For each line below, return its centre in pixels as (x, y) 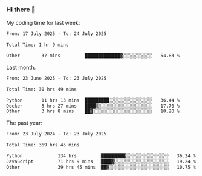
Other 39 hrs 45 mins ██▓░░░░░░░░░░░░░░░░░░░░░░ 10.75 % (101, 167)
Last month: (21, 67)
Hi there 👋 (21, 10)
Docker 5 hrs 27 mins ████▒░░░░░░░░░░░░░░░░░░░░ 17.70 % (93, 106)
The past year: (24, 123)
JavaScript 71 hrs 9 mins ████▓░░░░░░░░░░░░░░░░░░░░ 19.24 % (101, 161)
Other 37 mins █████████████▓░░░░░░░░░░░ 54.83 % (93, 56)
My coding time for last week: (43, 23)
